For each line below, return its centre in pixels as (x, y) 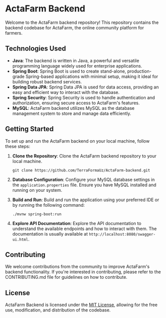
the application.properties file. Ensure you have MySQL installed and (84, 185)
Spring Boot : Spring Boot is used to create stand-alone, (69, 71)
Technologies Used (35, 48)
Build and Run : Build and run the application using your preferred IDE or (86, 200)
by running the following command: (49, 205)
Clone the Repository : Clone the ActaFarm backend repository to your (84, 156)
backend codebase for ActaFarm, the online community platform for (75, 27)
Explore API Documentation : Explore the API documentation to (77, 223)
